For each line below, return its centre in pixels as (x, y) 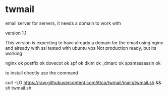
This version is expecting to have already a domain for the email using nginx (84, 42)
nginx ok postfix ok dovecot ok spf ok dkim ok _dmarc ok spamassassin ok (83, 63)
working (14, 53)
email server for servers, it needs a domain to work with (63, 23)
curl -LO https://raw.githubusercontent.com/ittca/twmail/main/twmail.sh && (83, 82)
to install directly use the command (42, 73)
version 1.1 (16, 33)
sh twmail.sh (18, 88)
